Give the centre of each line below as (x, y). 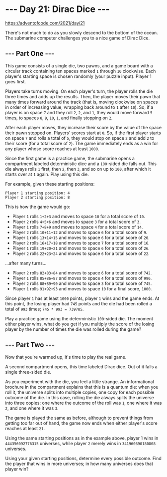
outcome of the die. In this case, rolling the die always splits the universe (80, 397)
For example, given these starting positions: (50, 184)
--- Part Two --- (30, 345)
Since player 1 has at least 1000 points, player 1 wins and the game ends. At (82, 298)
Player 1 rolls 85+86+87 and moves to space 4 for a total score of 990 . (82, 278)
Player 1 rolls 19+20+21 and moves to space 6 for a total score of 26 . (81, 248)
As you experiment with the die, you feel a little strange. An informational (80, 381)
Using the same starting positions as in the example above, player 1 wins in (82, 438)
